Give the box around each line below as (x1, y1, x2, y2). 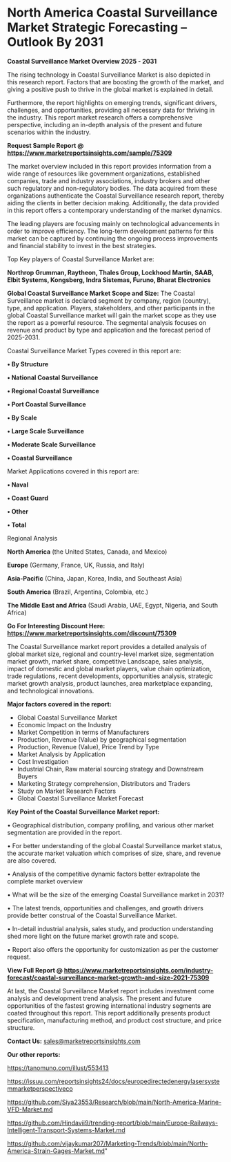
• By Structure (7, 359, 49, 368)
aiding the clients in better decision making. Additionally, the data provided (7, 198, 219, 207)
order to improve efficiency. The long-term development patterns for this (7, 227, 214, 235)
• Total (7, 521, 26, 529)
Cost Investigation (17, 757, 69, 765)
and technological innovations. (7, 686, 94, 695)
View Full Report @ (7, 966, 63, 974)
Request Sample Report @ (7, 141, 84, 149)
